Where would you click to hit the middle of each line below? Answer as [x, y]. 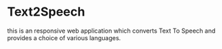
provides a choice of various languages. [64, 37]
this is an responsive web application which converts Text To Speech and [111, 31]
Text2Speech [46, 12]
